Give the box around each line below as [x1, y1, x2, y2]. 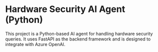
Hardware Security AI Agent [5, 3, 125, 15]
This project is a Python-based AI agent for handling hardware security [5, 30, 153, 36]
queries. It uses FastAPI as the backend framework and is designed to [5, 36, 151, 42]
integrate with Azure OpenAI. [5, 41, 66, 47]
